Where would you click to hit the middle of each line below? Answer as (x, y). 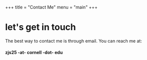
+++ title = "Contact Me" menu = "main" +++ (51, 7)
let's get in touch (40, 27)
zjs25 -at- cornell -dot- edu (34, 52)
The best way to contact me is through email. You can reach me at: (74, 41)
